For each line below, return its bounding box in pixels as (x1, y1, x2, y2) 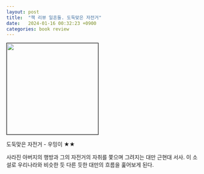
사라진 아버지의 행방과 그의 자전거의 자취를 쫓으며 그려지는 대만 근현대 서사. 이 (6, 153, 192, 161)
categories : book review (6, 26, 69, 32)
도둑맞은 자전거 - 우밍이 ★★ (6, 141, 76, 148)
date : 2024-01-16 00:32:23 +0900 (6, 20, 97, 26)
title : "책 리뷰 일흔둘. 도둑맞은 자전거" (6, 15, 102, 21)
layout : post (6, 9, 40, 15)
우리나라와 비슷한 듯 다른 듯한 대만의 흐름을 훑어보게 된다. (17, 161, 154, 169)
